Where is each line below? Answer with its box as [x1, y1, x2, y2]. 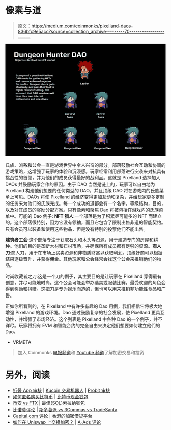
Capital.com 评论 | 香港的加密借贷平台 [12, 413, 93, 419]
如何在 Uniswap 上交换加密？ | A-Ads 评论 [12, 419, 101, 425]
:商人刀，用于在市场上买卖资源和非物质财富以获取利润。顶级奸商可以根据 [10, 249, 163, 256]
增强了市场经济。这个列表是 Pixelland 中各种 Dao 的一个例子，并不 [22, 315, 163, 322]
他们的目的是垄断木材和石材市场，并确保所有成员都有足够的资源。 [14, 243, 153, 249]
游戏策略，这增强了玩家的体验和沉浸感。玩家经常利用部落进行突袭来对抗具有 [5, 168, 166, 174]
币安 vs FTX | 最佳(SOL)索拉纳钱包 [12, 400, 85, 406]
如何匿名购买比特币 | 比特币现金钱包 [12, 393, 89, 399]
